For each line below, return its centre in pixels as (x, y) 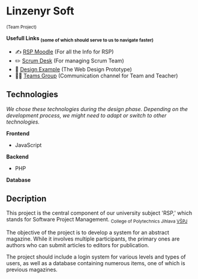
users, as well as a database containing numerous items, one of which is (96, 263)
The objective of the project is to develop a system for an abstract (88, 233)
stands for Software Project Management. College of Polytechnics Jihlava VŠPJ (97, 220)
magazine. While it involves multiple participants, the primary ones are (93, 239)
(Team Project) (22, 27)
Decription (26, 198)
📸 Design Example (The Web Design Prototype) (73, 69)
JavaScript (28, 145)
